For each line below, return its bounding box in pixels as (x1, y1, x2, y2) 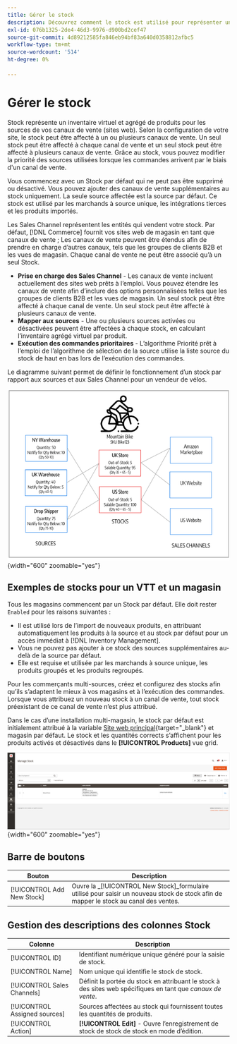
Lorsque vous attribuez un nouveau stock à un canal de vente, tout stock (7, 695, 219, 703)
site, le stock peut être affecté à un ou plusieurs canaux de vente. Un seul (7, 133, 221, 141)
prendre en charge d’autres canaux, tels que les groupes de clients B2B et (7, 243, 223, 251)
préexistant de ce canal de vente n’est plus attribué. (7, 703, 158, 711)
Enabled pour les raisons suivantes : (7, 607, 111, 617)
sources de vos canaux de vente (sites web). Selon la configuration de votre (7, 126, 229, 134)
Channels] (10, 988, 41, 997)
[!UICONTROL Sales (10, 981, 69, 989)
